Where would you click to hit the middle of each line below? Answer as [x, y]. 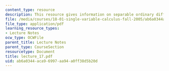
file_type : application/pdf [35, 24]
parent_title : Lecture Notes [36, 42]
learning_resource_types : [32, 28]
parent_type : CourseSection [35, 47]
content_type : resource [30, 10]
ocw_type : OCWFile [24, 38]
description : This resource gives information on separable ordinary [80, 14]
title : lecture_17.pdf [29, 56]
